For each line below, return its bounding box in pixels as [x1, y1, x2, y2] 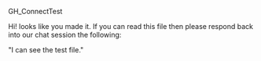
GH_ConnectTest [8, 7, 63, 16]
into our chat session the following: [8, 30, 122, 39]
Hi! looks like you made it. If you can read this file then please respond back [8, 22, 254, 30]
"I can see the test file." [8, 45, 84, 54]
